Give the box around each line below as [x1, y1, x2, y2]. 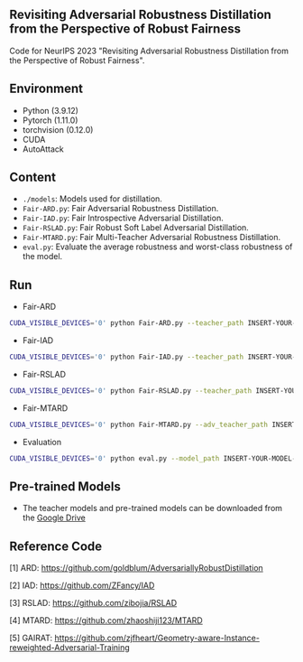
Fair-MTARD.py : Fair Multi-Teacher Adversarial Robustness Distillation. [22, 232, 281, 243]
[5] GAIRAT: [9, 632, 53, 644]
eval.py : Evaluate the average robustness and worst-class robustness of [22, 241, 293, 252]
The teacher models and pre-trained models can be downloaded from [22, 503, 282, 514]
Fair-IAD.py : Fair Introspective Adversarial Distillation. [22, 212, 224, 224]
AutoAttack [22, 144, 65, 154]
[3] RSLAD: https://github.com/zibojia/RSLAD [9, 598, 178, 609]
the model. [22, 251, 63, 262]
